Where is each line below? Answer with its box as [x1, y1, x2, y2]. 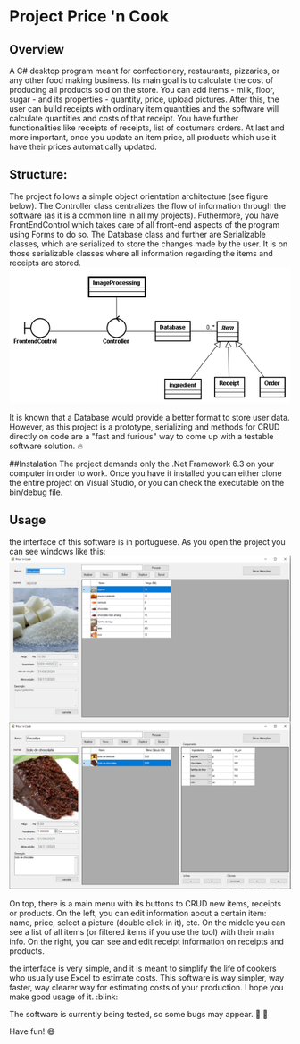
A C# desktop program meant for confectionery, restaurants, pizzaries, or [9, 65, 280, 76]
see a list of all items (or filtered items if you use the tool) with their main [9, 926, 275, 937]
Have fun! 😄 [9, 1025, 56, 1037]
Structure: [9, 167, 68, 182]
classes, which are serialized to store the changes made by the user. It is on [9, 238, 288, 249]
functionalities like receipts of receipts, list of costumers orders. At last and [9, 122, 285, 133]
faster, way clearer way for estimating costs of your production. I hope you [9, 981, 284, 992]
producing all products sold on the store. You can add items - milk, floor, [9, 85, 275, 95]
